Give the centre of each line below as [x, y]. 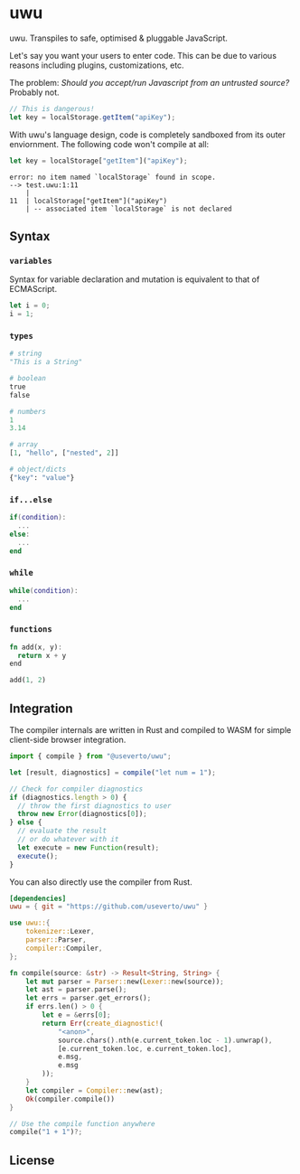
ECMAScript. [33, 289]
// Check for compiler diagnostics [76, 789]
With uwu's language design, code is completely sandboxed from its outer [148, 135]
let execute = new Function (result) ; [89, 848]
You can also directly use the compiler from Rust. [101, 882]
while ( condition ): [44, 590]
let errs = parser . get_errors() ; [89, 998]
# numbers [28, 411]
